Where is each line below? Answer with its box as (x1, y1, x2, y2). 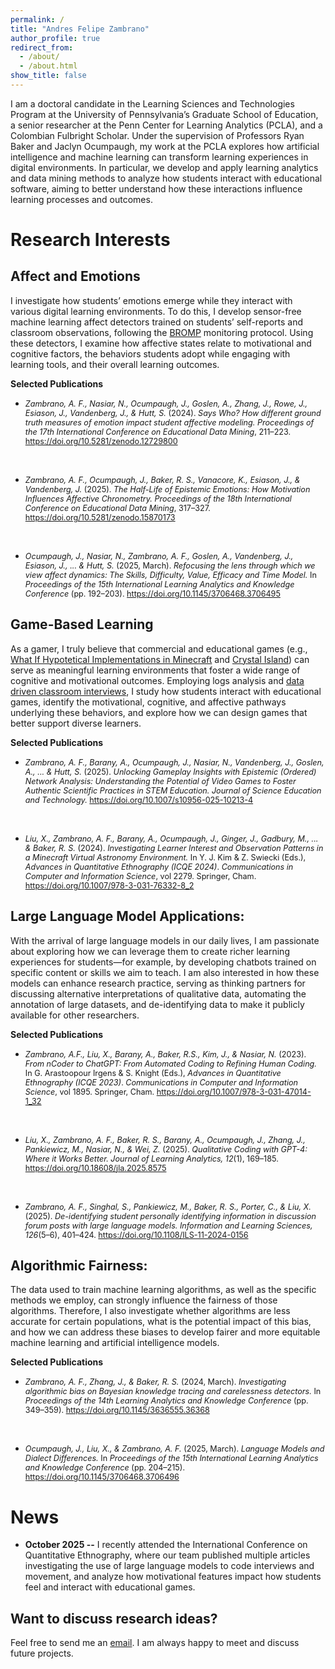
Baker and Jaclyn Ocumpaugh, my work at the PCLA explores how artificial (10, 140, 320, 152)
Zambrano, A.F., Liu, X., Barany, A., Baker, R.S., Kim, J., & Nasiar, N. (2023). (24, 1049, 307, 1060)
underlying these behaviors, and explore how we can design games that (10, 706, 308, 718)
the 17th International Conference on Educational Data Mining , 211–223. (24, 426, 292, 437)
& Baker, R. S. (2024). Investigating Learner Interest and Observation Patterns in (24, 842, 324, 853)
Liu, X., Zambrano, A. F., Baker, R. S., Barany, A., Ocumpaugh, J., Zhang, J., (24, 1134, 306, 1145)
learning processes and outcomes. (10, 193, 153, 205)
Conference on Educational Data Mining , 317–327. (24, 502, 211, 513)
